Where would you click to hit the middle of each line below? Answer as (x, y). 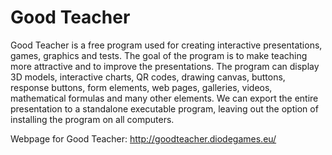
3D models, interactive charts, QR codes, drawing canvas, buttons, (148, 77)
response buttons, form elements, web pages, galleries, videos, (141, 87)
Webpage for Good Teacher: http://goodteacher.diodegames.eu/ (143, 138)
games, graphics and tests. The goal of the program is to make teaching (159, 55)
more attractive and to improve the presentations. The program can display (165, 66)
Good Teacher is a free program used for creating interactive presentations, (166, 45)
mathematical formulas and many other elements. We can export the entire (164, 98)
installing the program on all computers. (92, 119)
